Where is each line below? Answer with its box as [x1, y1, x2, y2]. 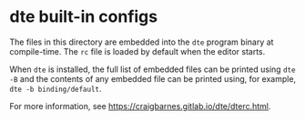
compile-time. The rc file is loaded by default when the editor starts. [9, 45, 266, 56]
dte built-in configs [9, 6, 158, 27]
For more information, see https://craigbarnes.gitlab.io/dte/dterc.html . [9, 100, 271, 111]
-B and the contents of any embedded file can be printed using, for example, [9, 73, 297, 84]
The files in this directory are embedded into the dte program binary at [9, 36, 274, 47]
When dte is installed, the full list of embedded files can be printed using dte [9, 64, 296, 75]
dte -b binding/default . [9, 83, 102, 94]
